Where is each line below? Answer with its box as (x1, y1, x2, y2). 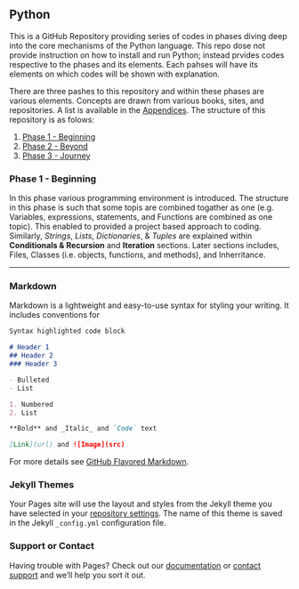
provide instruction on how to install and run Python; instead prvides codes (9, 49, 285, 61)
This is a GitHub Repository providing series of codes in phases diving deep (9, 30, 287, 41)
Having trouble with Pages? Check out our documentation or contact (9, 560, 261, 570)
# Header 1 (9, 343, 50, 352)
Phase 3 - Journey (21, 150, 91, 161)
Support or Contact (9, 540, 95, 553)
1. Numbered (9, 399, 53, 408)
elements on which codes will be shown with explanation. (9, 69, 221, 79)
